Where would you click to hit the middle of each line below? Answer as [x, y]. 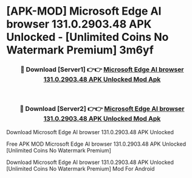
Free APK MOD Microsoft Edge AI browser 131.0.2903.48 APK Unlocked [96, 144]
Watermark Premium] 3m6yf [80, 50]
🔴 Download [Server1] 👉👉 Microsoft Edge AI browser [102, 69]
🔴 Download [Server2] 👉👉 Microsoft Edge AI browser [102, 109]
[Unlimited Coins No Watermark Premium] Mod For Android [81, 168]
